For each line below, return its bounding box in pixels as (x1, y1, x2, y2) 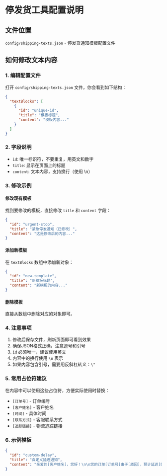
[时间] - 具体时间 (12, 410, 47, 416)
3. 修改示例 (5, 182, 32, 189)
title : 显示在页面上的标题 (12, 162, 66, 168)
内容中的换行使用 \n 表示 (12, 355, 63, 361)
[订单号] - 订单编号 (12, 398, 51, 404)
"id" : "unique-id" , (18, 108, 59, 113)
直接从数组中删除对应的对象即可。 (5, 311, 75, 317)
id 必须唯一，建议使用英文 (12, 349, 67, 355)
